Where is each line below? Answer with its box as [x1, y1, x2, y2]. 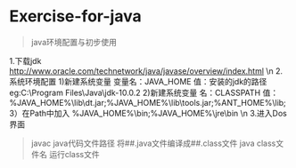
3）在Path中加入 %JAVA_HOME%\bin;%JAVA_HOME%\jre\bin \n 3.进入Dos [9, 108, 288, 118]
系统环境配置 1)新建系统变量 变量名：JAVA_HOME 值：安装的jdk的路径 [9, 76, 267, 86]
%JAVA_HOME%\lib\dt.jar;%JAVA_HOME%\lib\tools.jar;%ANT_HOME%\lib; [9, 97, 287, 108]
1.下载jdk [9, 55, 42, 66]
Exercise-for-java [9, 6, 142, 27]
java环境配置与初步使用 [30, 36, 118, 47]
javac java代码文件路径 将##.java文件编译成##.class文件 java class [30, 138, 276, 148]
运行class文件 [48, 148, 100, 159]
